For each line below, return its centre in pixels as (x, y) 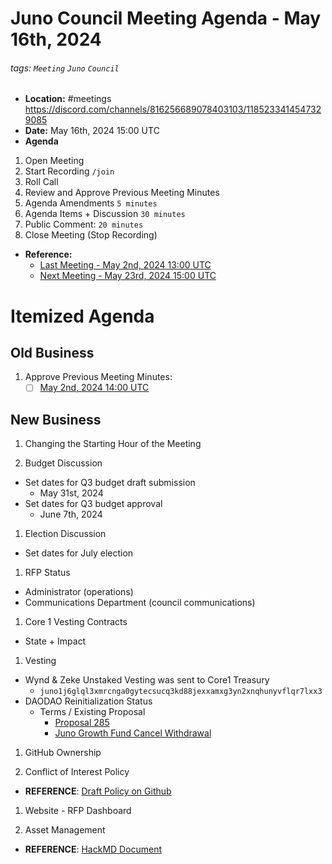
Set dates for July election (79, 553)
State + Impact (55, 641)
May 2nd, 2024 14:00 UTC (94, 388)
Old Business (52, 352)
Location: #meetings (68, 99)
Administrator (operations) (79, 592)
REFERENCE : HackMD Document (93, 849)
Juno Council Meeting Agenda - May (166, 18)
